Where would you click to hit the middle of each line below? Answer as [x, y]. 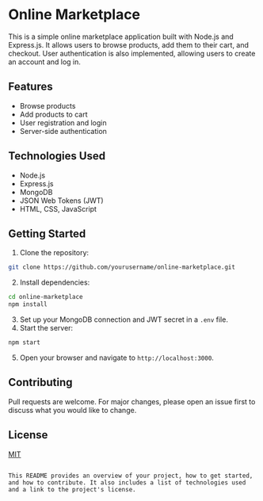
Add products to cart [54, 114]
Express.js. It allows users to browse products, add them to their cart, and [129, 44]
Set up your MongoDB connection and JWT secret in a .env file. [124, 319]
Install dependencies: [55, 282]
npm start [25, 342]
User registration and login [63, 122]
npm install [28, 304]
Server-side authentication [63, 131]
